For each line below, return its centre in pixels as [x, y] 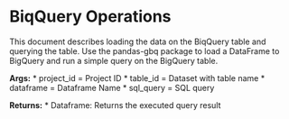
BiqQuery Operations [90, 17]
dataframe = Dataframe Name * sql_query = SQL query [112, 87]
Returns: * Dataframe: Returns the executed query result [115, 105]
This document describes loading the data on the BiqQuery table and [138, 41]
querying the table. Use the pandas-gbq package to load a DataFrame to [144, 50]
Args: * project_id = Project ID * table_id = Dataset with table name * [137, 78]
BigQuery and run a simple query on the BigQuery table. [114, 60]
